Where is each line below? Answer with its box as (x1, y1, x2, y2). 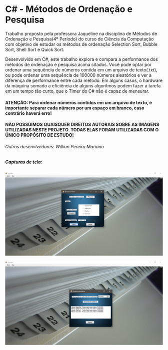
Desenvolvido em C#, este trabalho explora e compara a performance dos (5, 56, 158, 62)
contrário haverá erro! (5, 110, 52, 116)
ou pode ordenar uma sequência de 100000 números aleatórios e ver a (5, 72, 152, 78)
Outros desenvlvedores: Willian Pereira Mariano (5, 143, 104, 149)
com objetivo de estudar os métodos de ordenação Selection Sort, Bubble (5, 41, 158, 47)
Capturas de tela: (5, 159, 42, 165)
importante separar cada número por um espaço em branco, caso (5, 105, 144, 111)
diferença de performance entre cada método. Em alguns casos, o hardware (5, 77, 163, 83)
